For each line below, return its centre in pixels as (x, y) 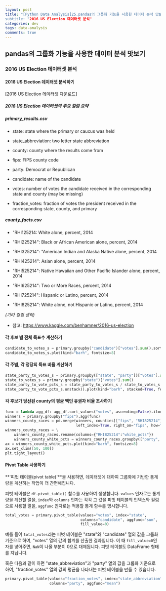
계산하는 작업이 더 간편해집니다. (44, 483)
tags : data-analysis (26, 28)
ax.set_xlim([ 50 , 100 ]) (30, 448)
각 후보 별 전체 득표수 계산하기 (34, 337)
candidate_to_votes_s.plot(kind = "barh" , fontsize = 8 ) (61, 353)
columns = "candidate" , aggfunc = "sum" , (119, 520)
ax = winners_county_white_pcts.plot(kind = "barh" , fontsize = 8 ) (72, 444)
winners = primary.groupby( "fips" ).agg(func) (53, 416)
